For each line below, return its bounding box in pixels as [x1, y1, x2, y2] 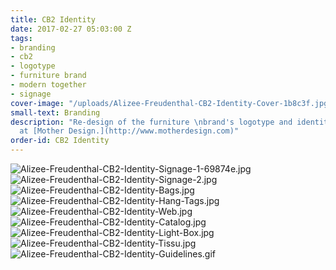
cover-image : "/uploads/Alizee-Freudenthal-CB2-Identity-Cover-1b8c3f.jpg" [10, 98, 333, 108]
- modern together [10, 80, 87, 90]
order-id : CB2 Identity [10, 136, 110, 146]
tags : [10, 33, 33, 43]
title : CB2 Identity [10, 14, 97, 25]
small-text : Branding [10, 107, 101, 118]
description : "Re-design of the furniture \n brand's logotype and [10, 117, 293, 127]
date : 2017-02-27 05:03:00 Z [10, 24, 132, 34]
